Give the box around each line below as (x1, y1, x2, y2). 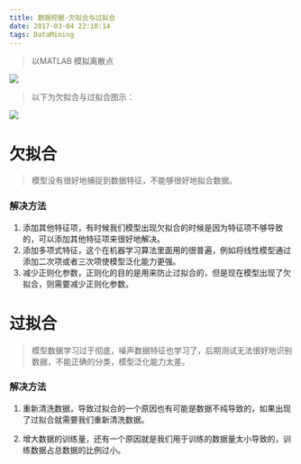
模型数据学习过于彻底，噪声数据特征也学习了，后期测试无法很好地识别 (31, 344, 293, 356)
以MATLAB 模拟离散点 (31, 56, 114, 67)
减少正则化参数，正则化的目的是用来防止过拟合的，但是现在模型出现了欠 (22, 267, 291, 277)
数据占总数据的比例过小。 (30, 444, 126, 455)
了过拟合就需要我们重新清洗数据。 (22, 414, 150, 424)
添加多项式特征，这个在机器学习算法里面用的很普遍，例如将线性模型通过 (22, 244, 291, 255)
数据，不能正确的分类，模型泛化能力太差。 (31, 356, 190, 367)
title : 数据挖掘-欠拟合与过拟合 (9, 13, 116, 23)
